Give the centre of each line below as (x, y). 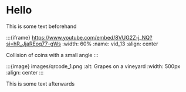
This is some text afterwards (40, 84)
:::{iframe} (18, 37)
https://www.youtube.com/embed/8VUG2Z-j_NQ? (92, 37)
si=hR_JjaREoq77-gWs (34, 44)
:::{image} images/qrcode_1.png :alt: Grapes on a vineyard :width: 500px (93, 66)
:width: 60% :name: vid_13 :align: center (110, 44)
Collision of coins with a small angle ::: (52, 55)
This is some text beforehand (41, 26)
